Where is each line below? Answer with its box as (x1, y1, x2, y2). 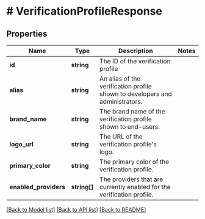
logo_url (9, 140, 34, 148)
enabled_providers (9, 183, 66, 191)
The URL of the (99, 132, 143, 141)
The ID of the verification (99, 57, 171, 65)
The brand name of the (99, 107, 166, 115)
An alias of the (99, 74, 141, 83)
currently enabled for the (99, 183, 171, 191)
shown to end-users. (99, 123, 160, 131)
